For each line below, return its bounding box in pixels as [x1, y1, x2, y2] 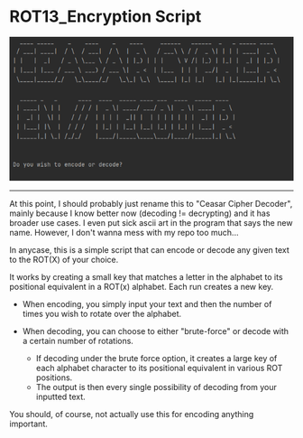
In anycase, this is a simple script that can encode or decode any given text [9, 244, 290, 255]
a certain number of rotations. [22, 335, 133, 346]
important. [9, 418, 48, 429]
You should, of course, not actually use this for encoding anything [9, 408, 254, 419]
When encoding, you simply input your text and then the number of [22, 298, 272, 309]
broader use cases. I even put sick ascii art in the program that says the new [9, 217, 293, 228]
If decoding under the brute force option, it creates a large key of [35, 352, 278, 363]
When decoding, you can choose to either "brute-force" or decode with [22, 325, 289, 336]
